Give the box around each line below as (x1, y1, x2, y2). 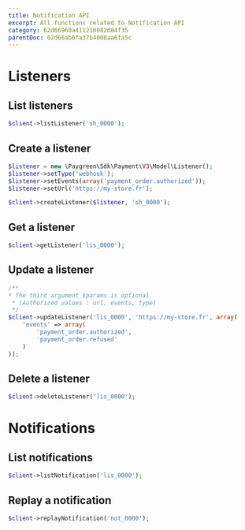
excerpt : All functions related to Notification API (8, 19, 185, 27)
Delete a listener (8, 371, 91, 385)
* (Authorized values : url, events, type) (11, 299, 157, 307)
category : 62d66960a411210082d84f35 (8, 26, 128, 34)
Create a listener (8, 141, 91, 155)
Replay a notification (8, 494, 112, 507)
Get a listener (8, 220, 76, 233)
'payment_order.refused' (36, 335, 118, 343)
